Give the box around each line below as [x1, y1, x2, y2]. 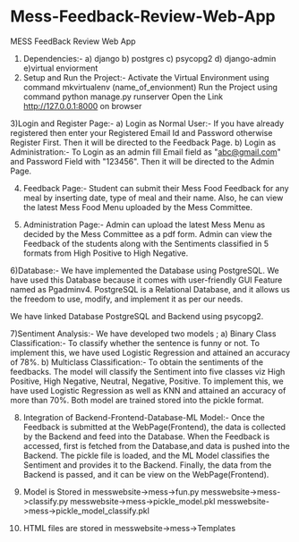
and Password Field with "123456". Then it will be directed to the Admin [10, 156, 275, 166]
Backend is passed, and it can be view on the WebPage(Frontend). [22, 469, 269, 479]
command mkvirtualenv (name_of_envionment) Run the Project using [22, 81, 278, 92]
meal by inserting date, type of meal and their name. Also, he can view [22, 192, 284, 203]
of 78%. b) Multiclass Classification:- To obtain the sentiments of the [10, 356, 263, 368]
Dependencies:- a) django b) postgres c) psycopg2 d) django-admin [22, 53, 277, 64]
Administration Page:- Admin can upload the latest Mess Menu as [22, 219, 266, 230]
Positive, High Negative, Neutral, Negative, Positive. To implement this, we [10, 376, 285, 386]
